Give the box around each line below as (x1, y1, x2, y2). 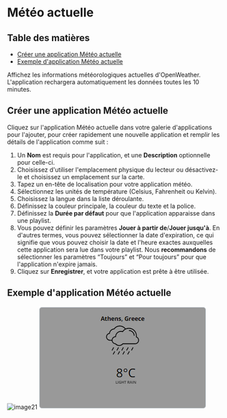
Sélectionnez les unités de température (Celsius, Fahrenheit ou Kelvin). (16, 187, 217, 196)
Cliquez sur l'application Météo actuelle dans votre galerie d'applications (7, 123, 213, 131)
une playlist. (16, 216, 51, 224)
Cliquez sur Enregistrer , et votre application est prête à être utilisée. (16, 267, 209, 275)
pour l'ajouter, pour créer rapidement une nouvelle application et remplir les (7, 130, 220, 138)
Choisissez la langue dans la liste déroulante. (16, 194, 144, 203)
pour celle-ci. (16, 158, 55, 166)
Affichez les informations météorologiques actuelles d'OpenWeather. (7, 70, 201, 79)
